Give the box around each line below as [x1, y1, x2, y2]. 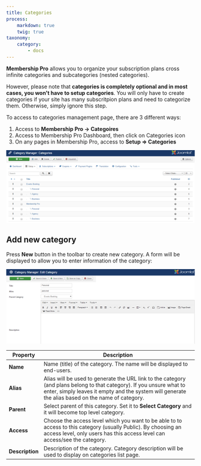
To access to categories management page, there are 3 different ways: [6, 113, 181, 121]
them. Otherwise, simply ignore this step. [6, 102, 108, 109]
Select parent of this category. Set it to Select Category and [44, 402, 192, 410]
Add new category [6, 235, 77, 245]
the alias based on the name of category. [44, 394, 145, 401]
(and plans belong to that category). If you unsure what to [44, 381, 185, 389]
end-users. [44, 366, 72, 374]
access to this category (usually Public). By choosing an [44, 423, 182, 431]
